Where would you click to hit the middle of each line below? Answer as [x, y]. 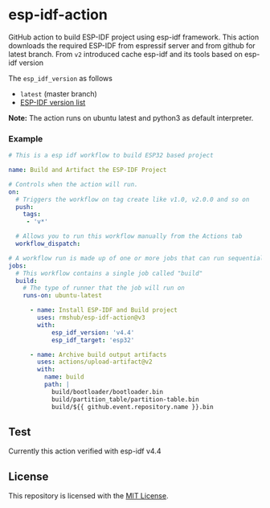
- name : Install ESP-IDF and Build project [104, 310]
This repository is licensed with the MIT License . [88, 496]
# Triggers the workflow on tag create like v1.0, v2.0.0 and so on [133, 199]
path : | [57, 385]
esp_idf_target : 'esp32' [93, 340]
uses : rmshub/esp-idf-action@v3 [92, 318]
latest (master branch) [59, 93]
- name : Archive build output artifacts [98, 354]
